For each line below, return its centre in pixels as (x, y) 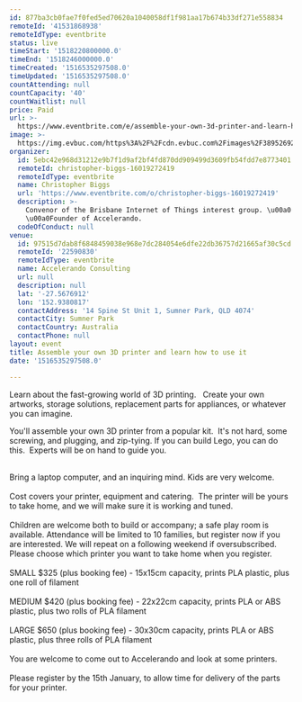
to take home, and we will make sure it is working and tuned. (121, 506)
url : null (36, 277)
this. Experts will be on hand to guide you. (88, 450)
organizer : (30, 151)
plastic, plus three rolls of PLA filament (81, 639)
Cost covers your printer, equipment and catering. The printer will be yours (149, 496)
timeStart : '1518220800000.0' (66, 51)
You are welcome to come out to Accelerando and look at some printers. (143, 659)
